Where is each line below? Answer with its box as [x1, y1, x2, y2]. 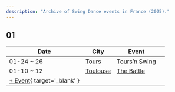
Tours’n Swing [117, 57, 156, 66]
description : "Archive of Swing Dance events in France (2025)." [6, 8, 170, 15]
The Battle [117, 67, 146, 75]
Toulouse [85, 67, 111, 75]
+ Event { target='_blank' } [9, 77, 80, 85]
